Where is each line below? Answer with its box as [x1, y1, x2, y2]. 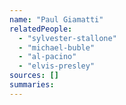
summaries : [9, 80, 55, 90]
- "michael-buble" [18, 42, 96, 53]
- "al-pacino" [18, 52, 77, 62]
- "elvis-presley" [18, 61, 96, 71]
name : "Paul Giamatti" [9, 14, 104, 25]
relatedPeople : [9, 24, 73, 34]
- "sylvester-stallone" [18, 33, 117, 43]
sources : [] [9, 71, 59, 81]
